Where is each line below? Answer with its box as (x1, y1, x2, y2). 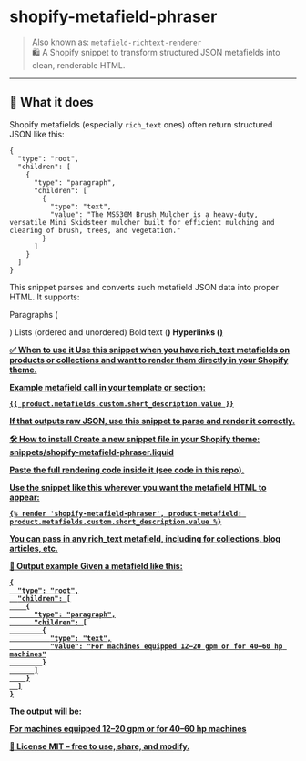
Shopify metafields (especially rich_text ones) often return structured (9, 118, 273, 129)
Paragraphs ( (9, 309, 58, 320)
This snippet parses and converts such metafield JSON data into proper (9, 281, 280, 292)
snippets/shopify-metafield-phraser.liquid (9, 446, 175, 457)
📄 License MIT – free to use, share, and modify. (9, 740, 190, 752)
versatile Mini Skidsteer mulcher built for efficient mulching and (9, 218, 275, 227)
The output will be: (9, 705, 82, 716)
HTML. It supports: (9, 291, 80, 302)
